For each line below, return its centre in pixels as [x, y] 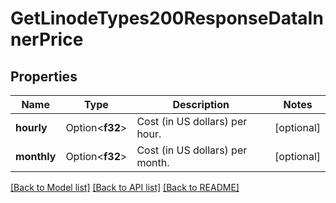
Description [201, 104]
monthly [36, 156]
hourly [31, 127]
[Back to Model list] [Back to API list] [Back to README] [125, 187]
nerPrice [47, 39]
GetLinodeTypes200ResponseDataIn [167, 18]
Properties [44, 76]
